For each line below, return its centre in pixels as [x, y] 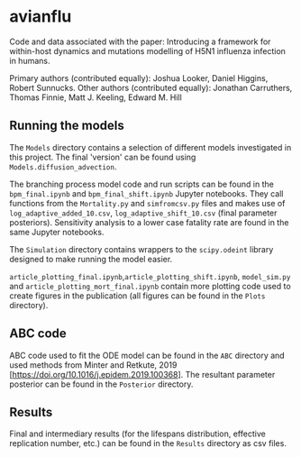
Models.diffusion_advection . [63, 166]
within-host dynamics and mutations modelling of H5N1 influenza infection [148, 50]
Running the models [67, 126]
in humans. [30, 60]
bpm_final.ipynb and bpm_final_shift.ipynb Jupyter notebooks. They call [146, 193]
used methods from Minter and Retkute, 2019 [93, 365]
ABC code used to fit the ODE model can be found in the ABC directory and [147, 355]
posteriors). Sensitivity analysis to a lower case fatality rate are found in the [149, 222]
